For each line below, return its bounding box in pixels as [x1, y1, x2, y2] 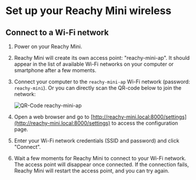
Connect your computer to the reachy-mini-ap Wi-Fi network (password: [14, 78, 191, 85]
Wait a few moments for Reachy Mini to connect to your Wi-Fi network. [14, 155, 187, 162]
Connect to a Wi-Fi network [5, 28, 109, 38]
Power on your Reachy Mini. [14, 43, 83, 50]
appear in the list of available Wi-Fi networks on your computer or [14, 60, 174, 67]
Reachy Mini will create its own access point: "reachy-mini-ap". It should [14, 55, 190, 61]
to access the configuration [111, 120, 178, 127]
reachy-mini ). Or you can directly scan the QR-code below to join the [14, 84, 182, 91]
